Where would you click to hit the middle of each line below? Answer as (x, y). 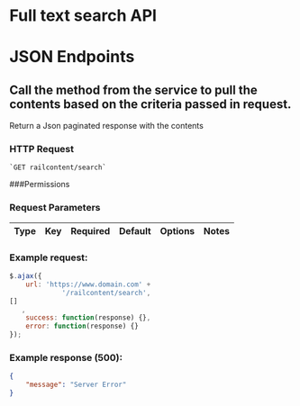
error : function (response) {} (82, 326)
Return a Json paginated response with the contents (107, 126)
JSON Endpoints (72, 57)
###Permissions (40, 185)
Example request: (49, 257)
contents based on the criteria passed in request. (150, 104)
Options (177, 230)
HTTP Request (42, 149)
